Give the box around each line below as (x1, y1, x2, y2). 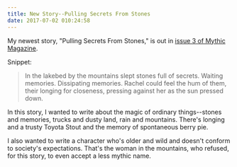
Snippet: (7, 57, 32, 66)
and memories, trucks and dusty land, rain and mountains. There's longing (7, 115, 225, 124)
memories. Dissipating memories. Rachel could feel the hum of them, (24, 79, 227, 87)
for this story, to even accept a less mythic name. (7, 151, 151, 160)
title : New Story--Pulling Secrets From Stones (7, 10, 151, 18)
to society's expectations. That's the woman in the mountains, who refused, (7, 144, 229, 152)
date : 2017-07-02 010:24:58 (7, 17, 91, 24)
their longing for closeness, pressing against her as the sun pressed (24, 86, 224, 95)
